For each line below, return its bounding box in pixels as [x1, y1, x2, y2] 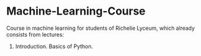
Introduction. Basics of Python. [15, 43, 93, 50]
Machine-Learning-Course [6, 4, 146, 18]
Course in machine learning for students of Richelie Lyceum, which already [6, 24, 196, 32]
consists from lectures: [6, 30, 64, 38]
